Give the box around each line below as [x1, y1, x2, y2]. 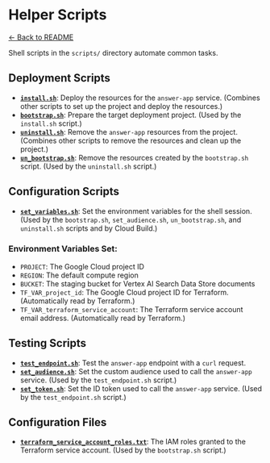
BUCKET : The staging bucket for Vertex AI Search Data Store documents [19, 278, 255, 288]
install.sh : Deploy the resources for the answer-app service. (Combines [19, 93, 260, 102]
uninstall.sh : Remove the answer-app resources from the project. [19, 127, 238, 136]
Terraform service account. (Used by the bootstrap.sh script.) [19, 445, 227, 455]
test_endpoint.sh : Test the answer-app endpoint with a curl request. [19, 357, 247, 368]
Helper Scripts [8, 6, 107, 24]
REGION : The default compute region [19, 270, 139, 280]
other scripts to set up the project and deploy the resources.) [19, 101, 223, 111]
